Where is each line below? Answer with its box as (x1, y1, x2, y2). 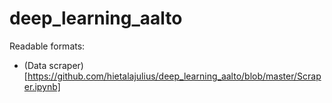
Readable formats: (9, 40, 86, 52)
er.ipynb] (23, 80, 61, 92)
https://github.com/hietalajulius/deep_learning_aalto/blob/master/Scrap (27, 70, 322, 82)
